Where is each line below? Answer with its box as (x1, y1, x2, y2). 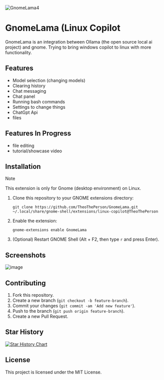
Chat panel (12, 93, 35, 99)
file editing (12, 142, 34, 148)
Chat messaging (12, 88, 46, 94)
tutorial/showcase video (12, 148, 62, 154)
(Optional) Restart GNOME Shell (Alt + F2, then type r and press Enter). (12, 236, 159, 243)
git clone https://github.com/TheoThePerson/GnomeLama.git (12, 205, 138, 210)
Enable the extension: (12, 218, 57, 224)
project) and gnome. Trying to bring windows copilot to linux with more (5, 44, 151, 50)
